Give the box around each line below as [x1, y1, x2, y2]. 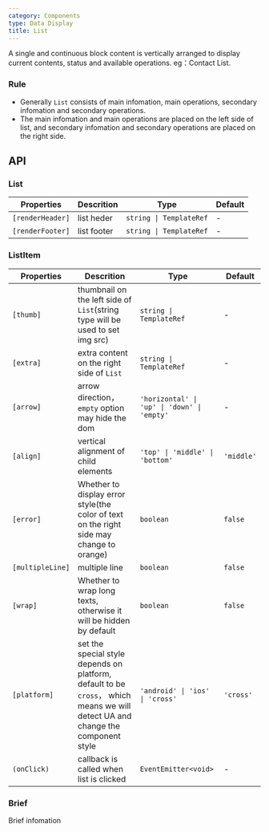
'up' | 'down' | [139, 402, 202, 412]
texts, [77, 595, 98, 606]
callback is [77, 753, 118, 765]
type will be [77, 314, 122, 325]
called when [77, 763, 124, 774]
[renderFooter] [12, 226, 70, 236]
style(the [77, 498, 112, 509]
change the [77, 720, 121, 731]
